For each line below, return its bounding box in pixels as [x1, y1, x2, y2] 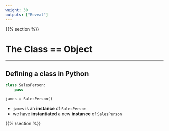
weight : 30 [5, 7, 28, 13]
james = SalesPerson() [5, 96, 53, 101]
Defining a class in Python [5, 69, 89, 78]
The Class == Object [5, 43, 93, 55]
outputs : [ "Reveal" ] [5, 12, 49, 17]
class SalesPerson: [5, 83, 46, 88]
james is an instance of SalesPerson [12, 105, 87, 111]
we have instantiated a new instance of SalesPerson [12, 111, 122, 117]
